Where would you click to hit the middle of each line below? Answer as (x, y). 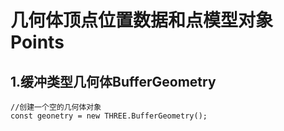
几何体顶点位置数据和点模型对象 (142, 20)
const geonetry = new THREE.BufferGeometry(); (109, 116)
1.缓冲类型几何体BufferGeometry (113, 81)
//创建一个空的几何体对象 (56, 107)
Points (37, 42)
